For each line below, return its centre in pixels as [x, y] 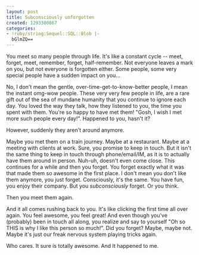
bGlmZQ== [22, 39]
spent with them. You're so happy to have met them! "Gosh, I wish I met [94, 112]
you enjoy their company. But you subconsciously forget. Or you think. [93, 186]
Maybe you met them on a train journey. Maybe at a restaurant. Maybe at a [98, 142]
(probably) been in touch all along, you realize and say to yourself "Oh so [96, 222]
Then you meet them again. [40, 198]
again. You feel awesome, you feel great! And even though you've [87, 215]
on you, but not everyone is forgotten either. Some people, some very [91, 69]
